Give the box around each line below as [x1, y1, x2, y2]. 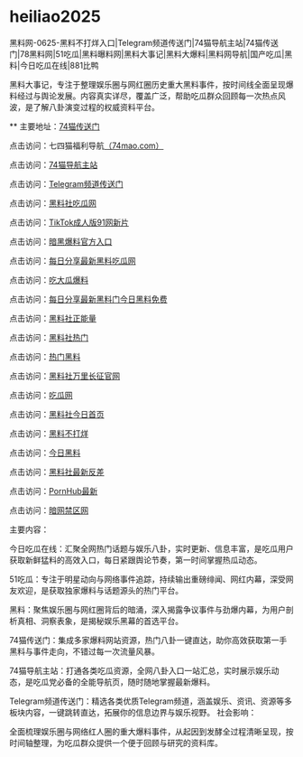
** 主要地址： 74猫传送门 [9, 120, 101, 132]
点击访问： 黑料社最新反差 [9, 466, 105, 477]
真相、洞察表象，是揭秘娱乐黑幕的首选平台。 [16, 615, 183, 626]
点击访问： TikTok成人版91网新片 [9, 217, 129, 228]
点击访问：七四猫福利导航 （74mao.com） [9, 140, 164, 151]
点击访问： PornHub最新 [9, 485, 98, 496]
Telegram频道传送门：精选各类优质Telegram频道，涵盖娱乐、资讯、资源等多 [9, 696, 293, 706]
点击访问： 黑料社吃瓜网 [9, 197, 96, 209]
